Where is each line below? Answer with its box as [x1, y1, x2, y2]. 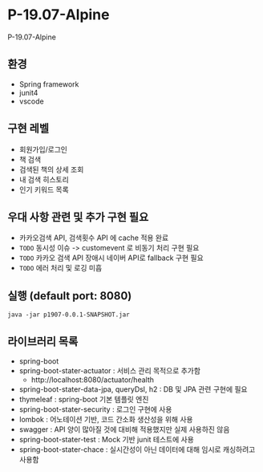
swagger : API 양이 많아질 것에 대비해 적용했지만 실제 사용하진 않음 [18, 425, 230, 434]
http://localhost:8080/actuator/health [30, 375, 154, 385]
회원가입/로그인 [18, 144, 68, 154]
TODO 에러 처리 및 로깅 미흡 [18, 263, 103, 273]
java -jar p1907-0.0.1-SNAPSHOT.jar [7, 311, 130, 319]
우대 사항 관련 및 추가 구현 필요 [7, 210, 149, 224]
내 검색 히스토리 [18, 174, 69, 184]
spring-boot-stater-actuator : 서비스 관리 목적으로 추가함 [18, 366, 201, 375]
